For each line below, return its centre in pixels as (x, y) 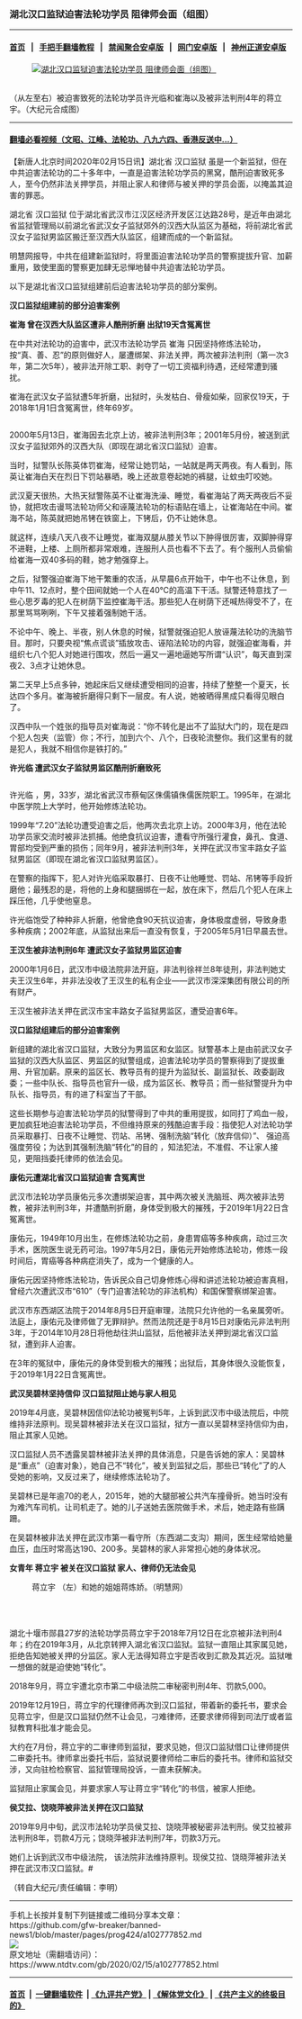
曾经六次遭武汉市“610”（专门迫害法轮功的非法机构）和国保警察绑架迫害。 (145, 1291)
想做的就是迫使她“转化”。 (64, 1666)
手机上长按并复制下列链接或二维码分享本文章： (96, 1915)
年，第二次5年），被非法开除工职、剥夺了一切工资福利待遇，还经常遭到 (140, 365)
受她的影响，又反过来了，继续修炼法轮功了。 (92, 1476)
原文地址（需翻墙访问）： (55, 1954)
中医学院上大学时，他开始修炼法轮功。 (80, 806)
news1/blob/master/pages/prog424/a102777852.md (106, 1934)
